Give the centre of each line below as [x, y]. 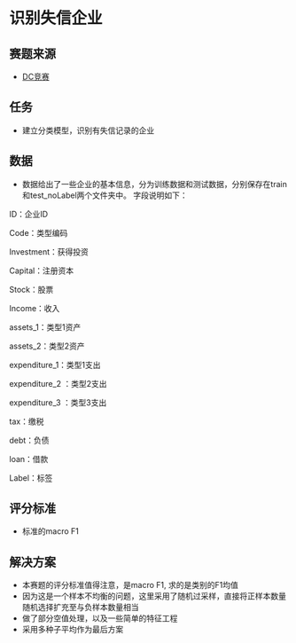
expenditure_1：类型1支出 [55, 365]
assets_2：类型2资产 [47, 346]
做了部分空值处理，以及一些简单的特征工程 [100, 618]
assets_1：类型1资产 [45, 327]
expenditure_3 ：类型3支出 [58, 402]
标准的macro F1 [51, 531]
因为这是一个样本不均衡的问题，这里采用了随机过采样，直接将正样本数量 [154, 596]
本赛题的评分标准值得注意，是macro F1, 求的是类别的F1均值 [130, 585]
